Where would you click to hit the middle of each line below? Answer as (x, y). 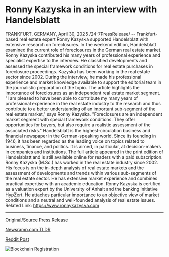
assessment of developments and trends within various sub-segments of (81, 173)
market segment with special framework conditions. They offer (70, 119)
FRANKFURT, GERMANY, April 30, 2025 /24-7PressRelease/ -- (70, 34)
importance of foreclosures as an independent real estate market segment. (83, 93)
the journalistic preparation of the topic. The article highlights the (72, 87)
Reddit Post (17, 239)
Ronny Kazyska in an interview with (81, 9)
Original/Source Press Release (37, 220)
